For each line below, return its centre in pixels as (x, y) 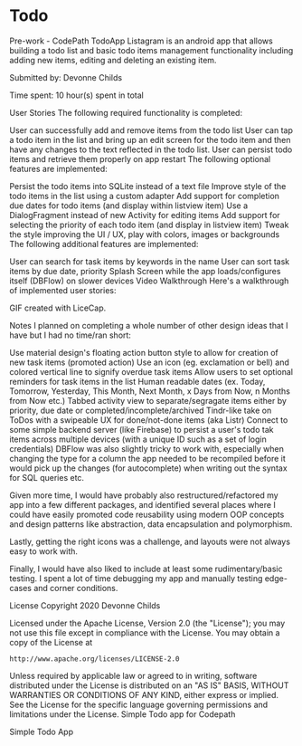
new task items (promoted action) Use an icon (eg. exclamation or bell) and (149, 362)
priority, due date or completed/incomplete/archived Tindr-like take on (141, 410)
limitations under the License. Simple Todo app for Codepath (123, 714)
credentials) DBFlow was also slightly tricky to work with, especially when (147, 448)
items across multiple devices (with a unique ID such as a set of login (138, 439)
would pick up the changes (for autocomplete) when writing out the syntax (148, 468)
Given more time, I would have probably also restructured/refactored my (144, 495)
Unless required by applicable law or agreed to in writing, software (133, 675)
